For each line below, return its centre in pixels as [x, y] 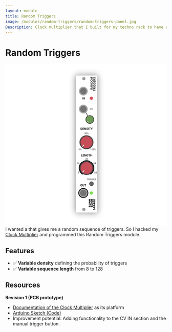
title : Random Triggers [31, 16]
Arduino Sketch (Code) [37, 313]
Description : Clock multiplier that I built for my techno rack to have [84, 27]
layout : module [21, 11]
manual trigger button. [36, 324]
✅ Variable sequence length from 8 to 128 [58, 269]
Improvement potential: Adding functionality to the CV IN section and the [89, 318]
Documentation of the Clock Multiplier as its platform [68, 307]
